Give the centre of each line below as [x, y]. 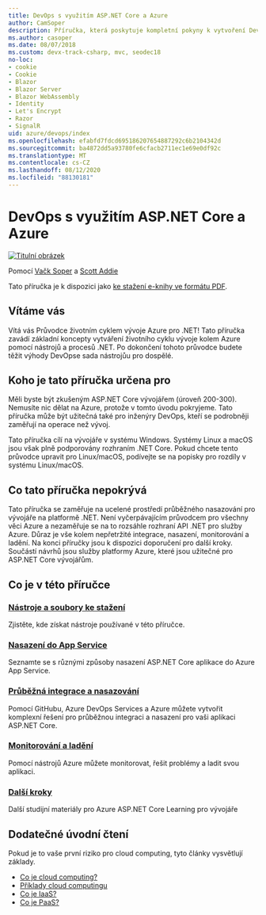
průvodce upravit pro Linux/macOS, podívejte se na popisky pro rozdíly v [127, 457]
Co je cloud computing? [58, 877]
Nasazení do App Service [58, 645]
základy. [22, 861]
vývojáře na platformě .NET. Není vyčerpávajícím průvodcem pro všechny [129, 518]
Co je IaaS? [38, 894]
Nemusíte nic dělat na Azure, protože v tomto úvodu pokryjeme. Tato [121, 408]
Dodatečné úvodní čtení [68, 834]
